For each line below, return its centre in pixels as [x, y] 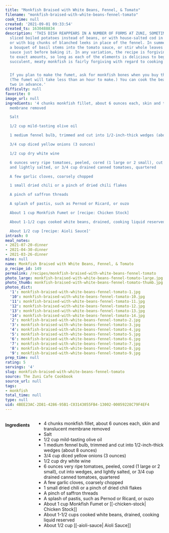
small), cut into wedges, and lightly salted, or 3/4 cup [99, 471]
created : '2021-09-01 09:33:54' [39, 24]
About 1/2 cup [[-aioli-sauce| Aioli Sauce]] [87, 525]
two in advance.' [28, 85]
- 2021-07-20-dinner [27, 245]
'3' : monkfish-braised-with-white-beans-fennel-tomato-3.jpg [75, 325]
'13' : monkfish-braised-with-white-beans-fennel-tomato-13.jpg [77, 311]
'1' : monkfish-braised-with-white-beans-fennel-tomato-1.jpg [75, 292]
